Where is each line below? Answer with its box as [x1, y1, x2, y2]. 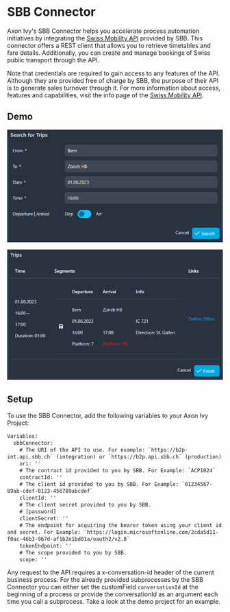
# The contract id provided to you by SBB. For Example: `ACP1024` [19, 467, 216, 474]
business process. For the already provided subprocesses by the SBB [7, 576, 204, 584]
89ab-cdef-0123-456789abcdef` [7, 488, 94, 495]
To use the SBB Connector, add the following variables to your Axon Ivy [7, 412, 209, 420]
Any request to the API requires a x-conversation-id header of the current [7, 568, 214, 576]
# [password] [19, 509, 57, 515]
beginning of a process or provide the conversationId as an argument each [7, 590, 218, 598]
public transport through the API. [7, 56, 100, 64]
